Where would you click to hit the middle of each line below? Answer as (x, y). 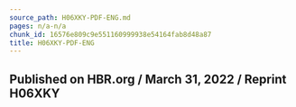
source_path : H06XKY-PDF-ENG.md (70, 18)
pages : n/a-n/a (38, 26)
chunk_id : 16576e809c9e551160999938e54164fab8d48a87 (111, 34)
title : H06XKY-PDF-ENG (52, 43)
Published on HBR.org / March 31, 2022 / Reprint (148, 79)
